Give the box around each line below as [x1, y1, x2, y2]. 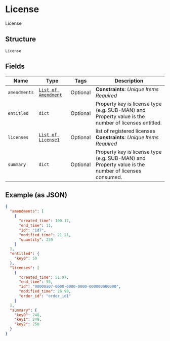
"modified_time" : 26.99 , [18, 289, 71, 294]
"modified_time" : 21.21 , [18, 232, 71, 237]
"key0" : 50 [14, 256, 37, 261]
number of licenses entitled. [95, 119, 162, 126]
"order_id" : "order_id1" [18, 293, 71, 299]
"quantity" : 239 [18, 237, 53, 242]
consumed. [95, 174, 122, 181]
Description [114, 77, 144, 84]
